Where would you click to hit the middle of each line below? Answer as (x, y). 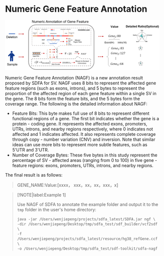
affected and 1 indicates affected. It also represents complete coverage (84, 134)
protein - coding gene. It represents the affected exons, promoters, (80, 124)
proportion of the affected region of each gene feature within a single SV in (81, 93)
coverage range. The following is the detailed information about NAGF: (76, 103)
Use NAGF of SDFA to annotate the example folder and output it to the (87, 204)
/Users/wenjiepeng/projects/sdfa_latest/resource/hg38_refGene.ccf (87, 239)
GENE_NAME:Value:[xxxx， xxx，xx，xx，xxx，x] (68, 185)
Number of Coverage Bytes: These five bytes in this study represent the (85, 155)
